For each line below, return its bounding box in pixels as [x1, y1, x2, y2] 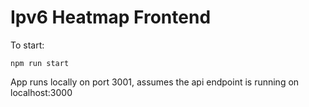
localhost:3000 [10, 86, 73, 98]
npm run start [10, 58, 70, 68]
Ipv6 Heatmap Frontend [10, 6, 212, 29]
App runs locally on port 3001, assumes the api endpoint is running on [10, 76, 300, 88]
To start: [10, 39, 45, 51]
